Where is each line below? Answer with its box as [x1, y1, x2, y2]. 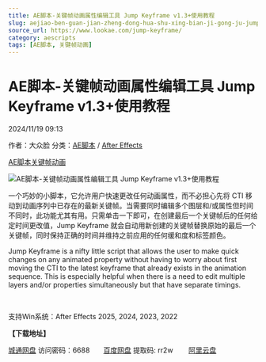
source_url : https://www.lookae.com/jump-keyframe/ [8, 26, 182, 34]
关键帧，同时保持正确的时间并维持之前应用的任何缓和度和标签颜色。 [8, 231, 230, 240]
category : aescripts [8, 33, 77, 42]
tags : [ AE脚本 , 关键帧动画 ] [8, 41, 93, 49]
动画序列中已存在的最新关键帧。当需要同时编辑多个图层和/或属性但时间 [21, 201, 254, 211]
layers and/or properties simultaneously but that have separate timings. [8, 280, 241, 290]
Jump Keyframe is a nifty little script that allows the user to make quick [8, 246, 239, 256]
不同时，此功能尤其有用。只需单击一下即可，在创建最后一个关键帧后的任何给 [8, 211, 258, 220]
